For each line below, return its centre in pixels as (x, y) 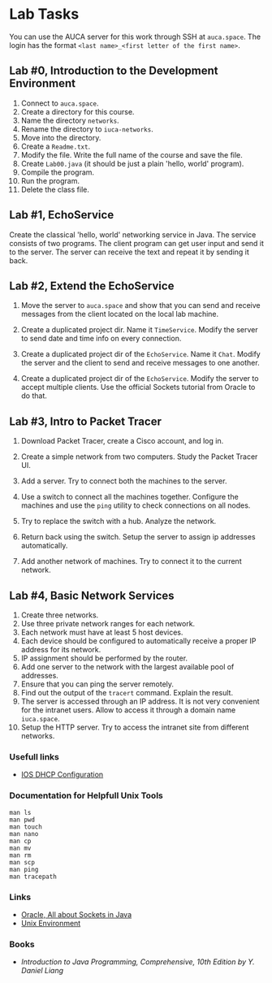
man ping (24, 869)
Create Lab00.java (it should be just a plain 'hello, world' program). (132, 163)
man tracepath (33, 877)
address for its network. (61, 650)
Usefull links (35, 756)
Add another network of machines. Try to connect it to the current (131, 561)
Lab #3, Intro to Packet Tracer (85, 421)
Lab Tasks (44, 14)
